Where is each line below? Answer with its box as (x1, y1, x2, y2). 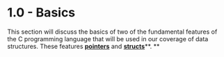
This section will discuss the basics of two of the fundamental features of (7, 27, 218, 36)
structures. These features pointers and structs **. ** (7, 42, 160, 50)
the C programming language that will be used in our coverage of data (7, 34, 209, 43)
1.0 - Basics (7, 5, 76, 21)
